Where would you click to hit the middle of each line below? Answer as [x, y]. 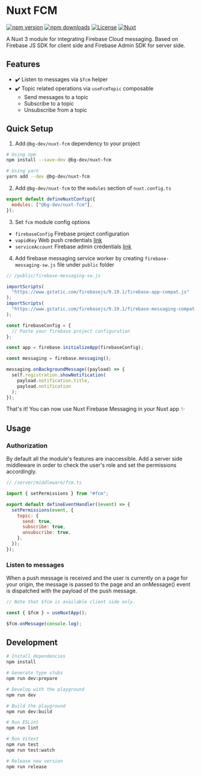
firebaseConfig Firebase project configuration [72, 234]
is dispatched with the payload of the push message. [72, 591]
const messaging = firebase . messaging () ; [59, 359]
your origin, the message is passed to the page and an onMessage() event [98, 585]
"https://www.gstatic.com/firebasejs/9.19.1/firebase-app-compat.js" [100, 292]
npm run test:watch [31, 750]
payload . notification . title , [54, 380]
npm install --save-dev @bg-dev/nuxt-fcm [59, 160]
